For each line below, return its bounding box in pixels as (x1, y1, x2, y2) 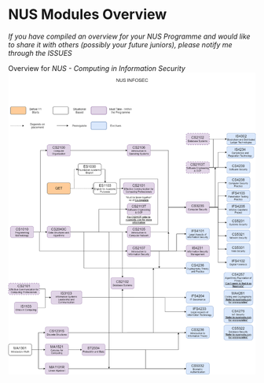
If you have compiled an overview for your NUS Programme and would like (8, 32, 251, 41)
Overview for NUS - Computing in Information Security (8, 63, 186, 73)
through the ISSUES (8, 48, 72, 58)
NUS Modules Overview (8, 6, 167, 24)
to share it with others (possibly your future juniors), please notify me (8, 39, 233, 49)
